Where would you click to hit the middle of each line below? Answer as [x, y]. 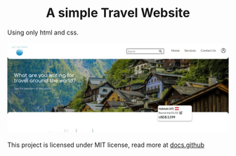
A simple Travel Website [118, 13]
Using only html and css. [43, 32]
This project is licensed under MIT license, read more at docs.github [106, 145]
